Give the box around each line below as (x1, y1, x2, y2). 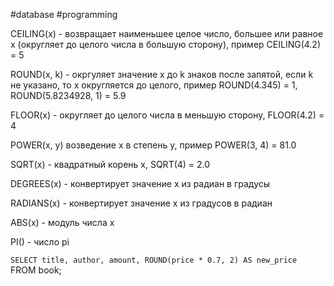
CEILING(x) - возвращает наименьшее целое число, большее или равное (10, 28, 324, 39)
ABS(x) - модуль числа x (10, 217, 115, 228)
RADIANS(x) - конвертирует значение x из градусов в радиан (10, 197, 273, 209)
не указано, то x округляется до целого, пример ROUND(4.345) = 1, (10, 79, 298, 91)
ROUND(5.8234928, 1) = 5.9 (10, 90, 127, 101)
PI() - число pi (10, 236, 70, 248)
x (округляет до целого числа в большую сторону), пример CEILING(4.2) (10, 39, 321, 50)
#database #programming (10, 9, 118, 20)
